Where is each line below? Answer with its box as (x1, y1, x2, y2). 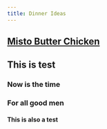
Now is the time (7, 80, 61, 90)
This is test (7, 59, 56, 71)
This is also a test (7, 115, 59, 123)
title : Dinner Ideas (7, 10, 67, 17)
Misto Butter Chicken (7, 36, 100, 48)
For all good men (7, 98, 64, 108)
